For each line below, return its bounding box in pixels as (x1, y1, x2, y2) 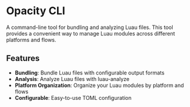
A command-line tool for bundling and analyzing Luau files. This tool (6, 24, 173, 31)
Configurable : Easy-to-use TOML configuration (14, 94, 132, 101)
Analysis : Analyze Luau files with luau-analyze (14, 75, 129, 82)
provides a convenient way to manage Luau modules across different (6, 30, 175, 37)
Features (6, 53, 40, 63)
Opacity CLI (6, 4, 65, 18)
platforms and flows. (6, 36, 56, 43)
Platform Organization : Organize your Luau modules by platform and (14, 82, 184, 89)
